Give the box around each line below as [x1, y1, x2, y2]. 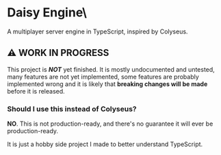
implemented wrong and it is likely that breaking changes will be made [7, 80, 208, 88]
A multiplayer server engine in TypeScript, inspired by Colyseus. [7, 27, 188, 36]
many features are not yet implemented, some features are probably [7, 72, 200, 81]
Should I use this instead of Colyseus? [7, 104, 137, 113]
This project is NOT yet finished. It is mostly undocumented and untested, [7, 65, 216, 73]
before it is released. [7, 87, 65, 95]
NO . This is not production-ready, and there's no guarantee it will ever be [7, 119, 213, 128]
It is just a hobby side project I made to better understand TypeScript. [7, 140, 203, 148]
